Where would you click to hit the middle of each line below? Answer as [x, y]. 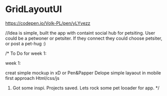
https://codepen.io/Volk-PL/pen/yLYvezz [48, 23]
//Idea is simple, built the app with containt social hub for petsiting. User [80, 33]
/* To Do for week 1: [26, 53]
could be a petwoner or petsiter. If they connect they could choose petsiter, [84, 38]
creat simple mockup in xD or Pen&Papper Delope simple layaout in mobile [83, 73]
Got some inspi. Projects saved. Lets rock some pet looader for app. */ [86, 88]
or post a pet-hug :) [26, 43]
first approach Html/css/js [32, 78]
